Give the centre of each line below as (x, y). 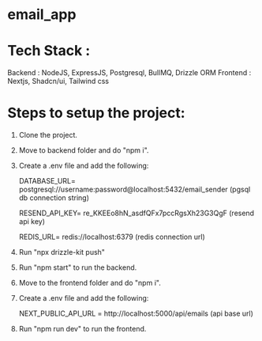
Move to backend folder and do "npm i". (84, 150)
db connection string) (54, 198)
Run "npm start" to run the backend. (78, 267)
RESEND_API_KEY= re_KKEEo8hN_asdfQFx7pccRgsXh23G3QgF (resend (136, 213)
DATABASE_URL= (47, 181)
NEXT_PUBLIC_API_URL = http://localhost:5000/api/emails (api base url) (136, 313)
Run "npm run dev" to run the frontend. (82, 329)
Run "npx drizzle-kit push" (62, 252)
